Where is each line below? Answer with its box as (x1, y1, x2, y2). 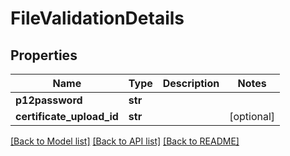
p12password (15, 93, 83, 107)
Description (162, 77, 220, 90)
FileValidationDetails (10, 7, 185, 30)
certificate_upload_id (15, 110, 119, 123)
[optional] (229, 110, 276, 123)
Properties (10, 47, 78, 64)
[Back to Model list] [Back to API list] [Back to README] (10, 135, 240, 147)
